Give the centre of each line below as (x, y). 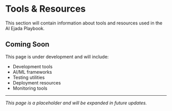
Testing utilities (29, 77)
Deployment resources (37, 82)
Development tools (33, 66)
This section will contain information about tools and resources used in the (84, 23)
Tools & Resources (46, 9)
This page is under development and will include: (57, 57)
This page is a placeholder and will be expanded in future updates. (76, 103)
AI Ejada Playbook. (25, 28)
